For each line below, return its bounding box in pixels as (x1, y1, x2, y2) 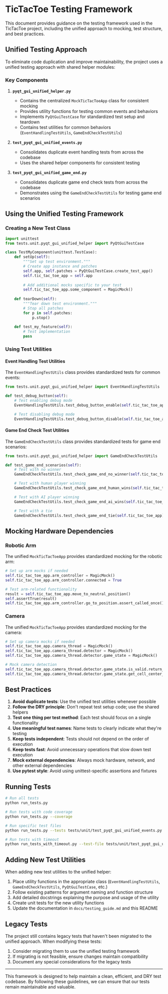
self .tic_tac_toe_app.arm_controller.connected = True (5, 578, 122, 583)
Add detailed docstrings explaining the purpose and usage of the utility (12, 895, 159, 901)
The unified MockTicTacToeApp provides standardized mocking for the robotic (5, 553, 162, 559)
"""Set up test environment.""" (23, 259, 91, 264)
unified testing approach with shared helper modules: (5, 64, 115, 70)
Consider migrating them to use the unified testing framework (12, 948, 140, 954)
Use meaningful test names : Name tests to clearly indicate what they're (12, 725, 161, 731)
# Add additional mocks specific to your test (23, 282, 122, 288)
